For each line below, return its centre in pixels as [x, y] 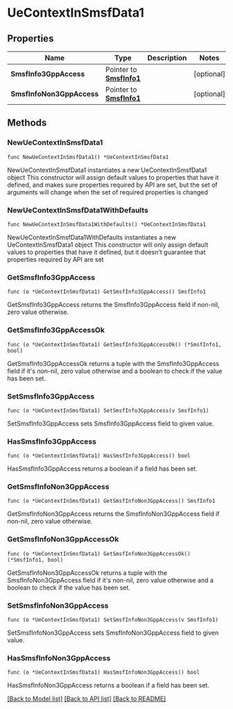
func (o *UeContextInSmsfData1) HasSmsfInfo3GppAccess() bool [99, 456]
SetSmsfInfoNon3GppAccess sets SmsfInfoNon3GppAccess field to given [113, 633]
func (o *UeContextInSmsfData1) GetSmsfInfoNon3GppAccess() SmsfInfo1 [111, 501]
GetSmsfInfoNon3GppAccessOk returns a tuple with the [87, 573]
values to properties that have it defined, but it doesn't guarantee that [106, 252]
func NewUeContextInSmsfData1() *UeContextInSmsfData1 [88, 157]
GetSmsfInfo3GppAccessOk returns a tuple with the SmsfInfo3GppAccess [113, 363]
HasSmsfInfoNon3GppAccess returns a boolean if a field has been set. [108, 685]
